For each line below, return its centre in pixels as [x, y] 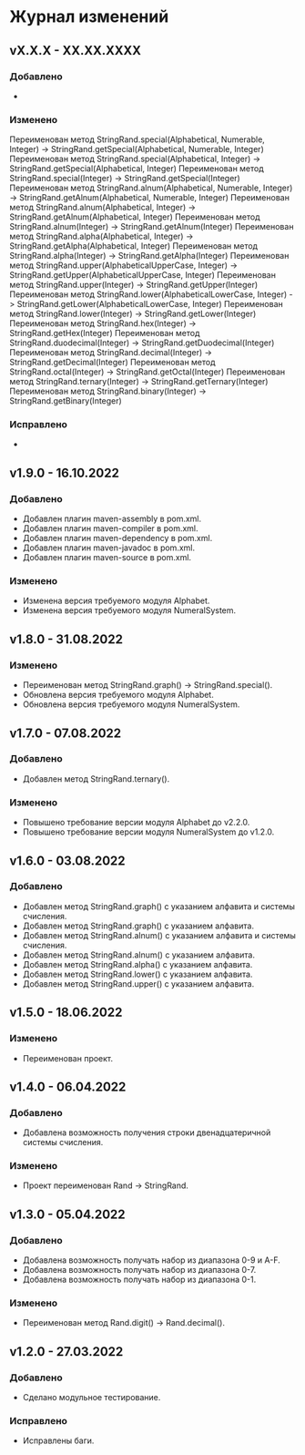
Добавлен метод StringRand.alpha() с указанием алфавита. [137, 964]
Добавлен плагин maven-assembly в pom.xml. [112, 519]
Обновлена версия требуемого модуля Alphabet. [118, 695]
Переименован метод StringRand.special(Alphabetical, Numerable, [137, 139]
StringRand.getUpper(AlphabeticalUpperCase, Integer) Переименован [142, 275]
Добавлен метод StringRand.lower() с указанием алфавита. [137, 974]
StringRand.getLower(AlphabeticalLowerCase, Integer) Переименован [150, 304]
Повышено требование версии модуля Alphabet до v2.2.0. [136, 823]
